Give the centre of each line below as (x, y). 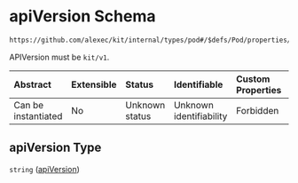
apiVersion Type (55, 148)
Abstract (32, 84)
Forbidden (258, 110)
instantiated (38, 115)
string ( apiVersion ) (44, 169)
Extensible (94, 84)
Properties (259, 90)
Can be (29, 105)
